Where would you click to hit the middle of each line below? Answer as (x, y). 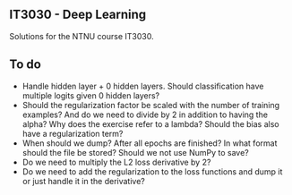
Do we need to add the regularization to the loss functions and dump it (152, 171)
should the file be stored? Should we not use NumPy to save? (135, 152)
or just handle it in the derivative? (83, 181)
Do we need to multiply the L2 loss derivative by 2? (116, 162)
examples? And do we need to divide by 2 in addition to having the (145, 114)
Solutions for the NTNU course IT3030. (82, 36)
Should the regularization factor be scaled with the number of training (151, 105)
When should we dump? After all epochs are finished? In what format (150, 143)
